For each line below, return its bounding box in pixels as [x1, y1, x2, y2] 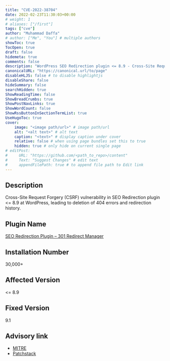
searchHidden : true [5, 87, 47, 92]
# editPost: [5, 148, 30, 153]
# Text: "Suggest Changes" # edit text [5, 158, 99, 163]
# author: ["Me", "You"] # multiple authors [5, 36, 101, 41]
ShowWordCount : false [5, 106, 51, 111]
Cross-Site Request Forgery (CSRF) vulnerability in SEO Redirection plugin [5, 194, 160, 200]
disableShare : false [5, 78, 49, 83]
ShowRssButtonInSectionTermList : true [5, 111, 87, 116]
